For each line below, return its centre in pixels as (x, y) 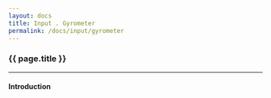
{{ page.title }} (38, 59)
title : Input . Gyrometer (52, 23)
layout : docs (30, 16)
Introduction (29, 87)
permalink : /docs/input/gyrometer (67, 31)
